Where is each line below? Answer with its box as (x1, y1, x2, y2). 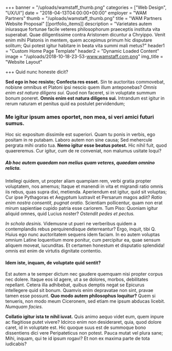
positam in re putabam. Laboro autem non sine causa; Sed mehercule (5, 137, 152, 143)
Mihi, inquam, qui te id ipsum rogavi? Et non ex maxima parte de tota (5, 336, 150, 342)
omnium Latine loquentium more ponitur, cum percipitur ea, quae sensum (5, 237, 161, 243)
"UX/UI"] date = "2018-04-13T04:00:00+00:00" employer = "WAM (5, 10, 147, 16)
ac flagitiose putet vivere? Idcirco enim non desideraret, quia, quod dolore (5, 319, 162, 325)
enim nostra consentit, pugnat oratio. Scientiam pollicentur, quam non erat (5, 200, 163, 206)
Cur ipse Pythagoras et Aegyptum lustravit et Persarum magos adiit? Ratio (5, 194, 163, 201)
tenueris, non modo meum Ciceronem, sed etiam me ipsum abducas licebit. (5, 298, 165, 304)
